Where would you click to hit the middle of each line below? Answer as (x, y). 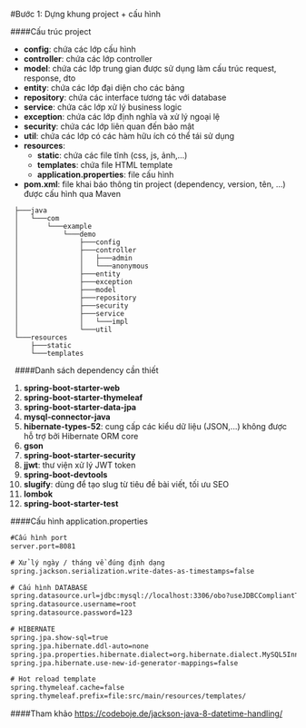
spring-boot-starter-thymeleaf (83, 398)
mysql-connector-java (67, 417)
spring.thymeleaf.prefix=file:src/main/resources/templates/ (128, 696)
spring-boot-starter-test (71, 503)
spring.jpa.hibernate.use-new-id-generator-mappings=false (124, 663)
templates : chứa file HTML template (105, 165)
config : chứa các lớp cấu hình (80, 49)
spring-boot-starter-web (72, 388)
